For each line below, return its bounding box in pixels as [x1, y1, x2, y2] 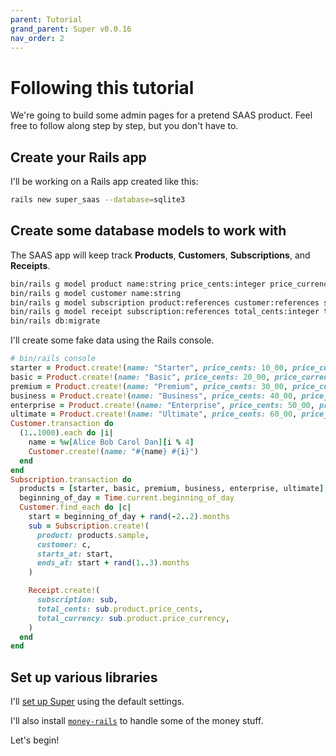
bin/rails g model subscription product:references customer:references [10, 297, 320, 308]
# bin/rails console [10, 354, 97, 364]
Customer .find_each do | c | [19, 502, 132, 513]
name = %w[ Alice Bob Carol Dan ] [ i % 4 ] [28, 437, 195, 448]
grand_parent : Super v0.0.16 [10, 24, 132, 34]
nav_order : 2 [10, 33, 65, 43]
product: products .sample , [36, 530, 150, 540]
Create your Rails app [10, 149, 147, 166]
